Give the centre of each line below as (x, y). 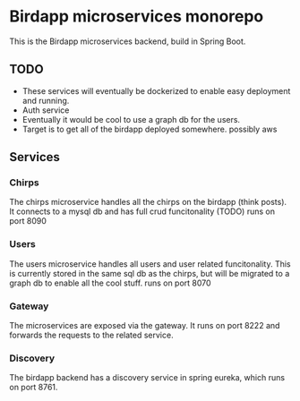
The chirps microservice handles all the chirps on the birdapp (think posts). (148, 202)
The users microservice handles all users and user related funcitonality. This (150, 264)
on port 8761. (34, 388)
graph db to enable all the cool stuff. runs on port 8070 (111, 283)
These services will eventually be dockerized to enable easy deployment (156, 90)
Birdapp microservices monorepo (137, 17)
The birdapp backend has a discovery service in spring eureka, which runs (147, 378)
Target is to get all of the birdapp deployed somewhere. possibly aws (150, 129)
